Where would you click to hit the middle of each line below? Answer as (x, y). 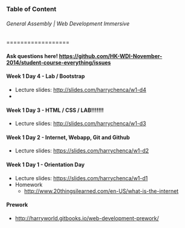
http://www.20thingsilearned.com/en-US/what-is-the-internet (101, 191)
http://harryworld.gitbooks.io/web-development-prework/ (87, 218)
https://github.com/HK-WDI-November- (111, 56)
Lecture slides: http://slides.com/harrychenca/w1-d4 (80, 90)
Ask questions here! (32, 56)
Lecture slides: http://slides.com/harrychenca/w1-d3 (80, 123)
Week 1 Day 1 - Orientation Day (45, 164)
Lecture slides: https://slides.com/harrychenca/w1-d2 (82, 151)
